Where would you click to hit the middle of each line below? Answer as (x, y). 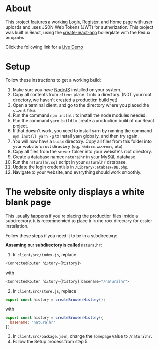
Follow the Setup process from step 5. (50, 342)
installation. (17, 226)
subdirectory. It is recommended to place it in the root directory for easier (79, 221)
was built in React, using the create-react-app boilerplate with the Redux (78, 32)
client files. (24, 110)
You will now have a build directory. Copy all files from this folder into (82, 141)
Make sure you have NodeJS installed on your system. (67, 89)
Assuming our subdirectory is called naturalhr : (54, 245)
